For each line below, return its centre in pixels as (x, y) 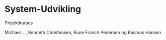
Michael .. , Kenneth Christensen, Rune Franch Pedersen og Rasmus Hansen (83, 32)
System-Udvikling (43, 9)
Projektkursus (19, 23)
